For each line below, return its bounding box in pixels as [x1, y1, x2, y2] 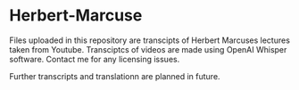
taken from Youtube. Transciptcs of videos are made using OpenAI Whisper [9, 44, 287, 54]
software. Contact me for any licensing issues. [9, 53, 180, 64]
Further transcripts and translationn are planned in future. [9, 70, 220, 81]
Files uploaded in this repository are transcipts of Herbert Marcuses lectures [9, 35, 290, 45]
